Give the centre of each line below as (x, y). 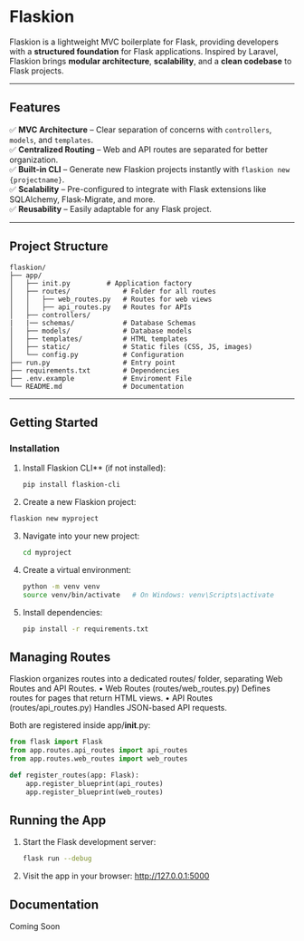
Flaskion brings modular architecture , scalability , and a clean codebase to (151, 61)
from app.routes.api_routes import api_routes (99, 751)
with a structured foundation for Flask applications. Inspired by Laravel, (144, 51)
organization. (34, 160)
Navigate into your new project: (81, 536)
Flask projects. (37, 71)
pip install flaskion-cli (71, 485)
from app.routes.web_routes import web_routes (99, 759)
